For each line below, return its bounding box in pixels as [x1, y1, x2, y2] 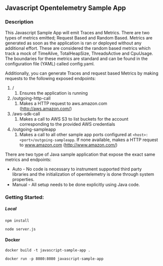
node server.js [5, 226, 36, 231]
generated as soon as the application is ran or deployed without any [5, 40, 142, 46]
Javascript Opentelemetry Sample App [5, 4, 126, 12]
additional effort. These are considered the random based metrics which [5, 45, 151, 51]
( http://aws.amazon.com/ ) [19, 105, 72, 111]
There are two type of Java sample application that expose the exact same [5, 151, 155, 157]
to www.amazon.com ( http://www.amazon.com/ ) [19, 142, 118, 148]
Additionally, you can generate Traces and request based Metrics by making [5, 70, 159, 76]
